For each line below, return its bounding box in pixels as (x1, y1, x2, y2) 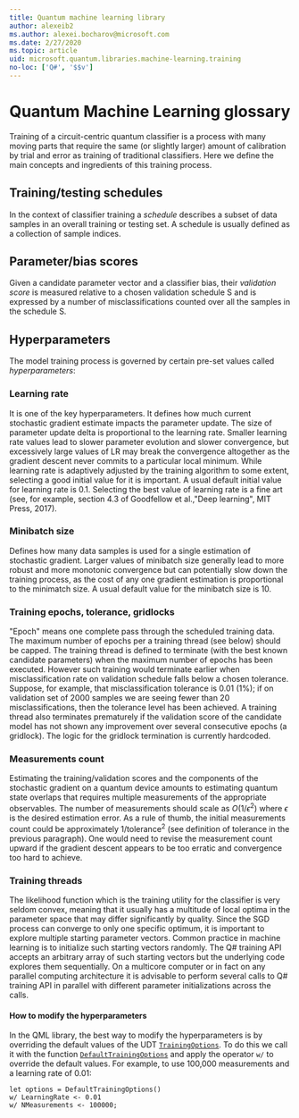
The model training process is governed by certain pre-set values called (9, 356, 275, 366)
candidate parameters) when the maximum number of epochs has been (9, 654, 274, 666)
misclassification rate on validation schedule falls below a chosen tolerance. (9, 674, 289, 685)
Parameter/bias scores (9, 254, 138, 269)
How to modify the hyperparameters (9, 1010, 147, 1021)
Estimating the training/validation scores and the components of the (9, 773, 259, 784)
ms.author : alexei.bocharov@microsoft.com (9, 29, 170, 38)
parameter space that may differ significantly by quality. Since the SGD (9, 913, 270, 925)
